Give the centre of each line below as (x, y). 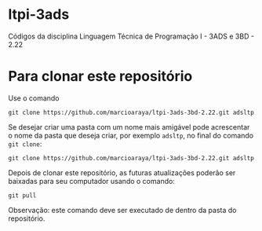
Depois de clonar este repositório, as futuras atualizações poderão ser (122, 172)
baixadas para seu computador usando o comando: (91, 181)
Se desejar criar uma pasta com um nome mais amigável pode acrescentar (129, 126)
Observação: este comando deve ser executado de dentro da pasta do (122, 210)
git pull (22, 195)
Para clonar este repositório (100, 77)
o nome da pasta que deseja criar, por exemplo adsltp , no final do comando (131, 135)
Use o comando (34, 98)
